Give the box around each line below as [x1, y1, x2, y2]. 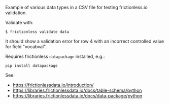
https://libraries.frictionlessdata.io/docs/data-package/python [12, 93, 143, 98]
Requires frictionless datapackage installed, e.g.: [5, 53, 105, 59]
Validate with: [5, 20, 34, 25]
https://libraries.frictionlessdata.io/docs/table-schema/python [12, 87, 142, 93]
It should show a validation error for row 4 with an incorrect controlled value [5, 38, 164, 44]
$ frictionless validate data [5, 29, 70, 34]
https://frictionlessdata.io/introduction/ [12, 82, 94, 88]
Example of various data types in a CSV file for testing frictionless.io [5, 5, 148, 10]
